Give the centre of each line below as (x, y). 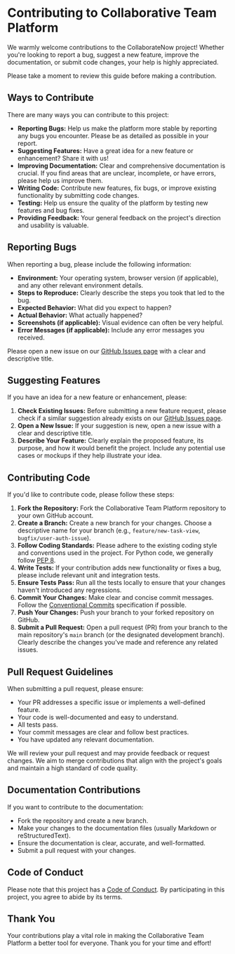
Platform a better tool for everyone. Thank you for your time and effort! (109, 943)
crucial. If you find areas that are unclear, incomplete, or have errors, (116, 173)
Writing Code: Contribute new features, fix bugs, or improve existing (117, 188)
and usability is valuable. (53, 225)
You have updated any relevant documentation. (86, 739)
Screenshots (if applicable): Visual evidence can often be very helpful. (121, 322)
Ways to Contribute (51, 98)
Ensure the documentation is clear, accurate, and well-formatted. (111, 842)
